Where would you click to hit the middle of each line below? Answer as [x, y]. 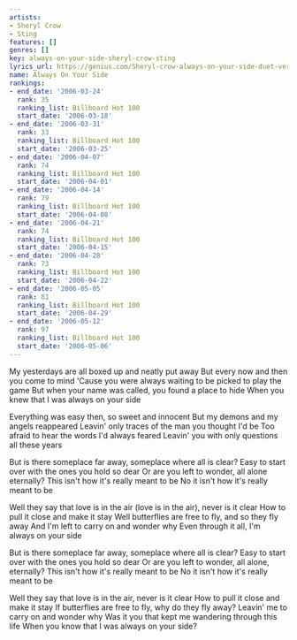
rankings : [27, 83]
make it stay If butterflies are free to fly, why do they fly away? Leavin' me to [148, 607]
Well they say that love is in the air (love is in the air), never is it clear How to [148, 507]
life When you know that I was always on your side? [103, 626]
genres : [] [29, 50]
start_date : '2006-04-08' [65, 214]
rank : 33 [33, 133]
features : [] [33, 42]
